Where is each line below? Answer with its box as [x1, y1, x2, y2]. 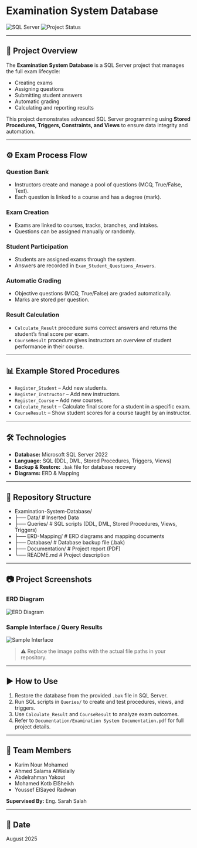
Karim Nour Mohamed [14, 761, 69, 768]
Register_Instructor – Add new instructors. [14, 391, 121, 398]
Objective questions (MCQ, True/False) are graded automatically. [14, 290, 172, 297]
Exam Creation [6, 208, 49, 216]
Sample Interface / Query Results [6, 623, 103, 631]
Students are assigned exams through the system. [14, 256, 136, 263]
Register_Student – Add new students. [14, 384, 108, 391]
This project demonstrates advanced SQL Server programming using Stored [6, 115, 191, 122]
